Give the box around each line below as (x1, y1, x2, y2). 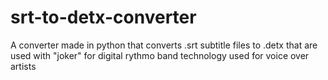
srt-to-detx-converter (10, 6, 197, 29)
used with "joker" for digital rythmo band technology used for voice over (10, 49, 310, 61)
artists (10, 60, 37, 72)
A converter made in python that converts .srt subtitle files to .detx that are (10, 39, 318, 51)
